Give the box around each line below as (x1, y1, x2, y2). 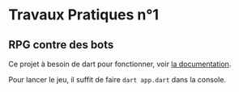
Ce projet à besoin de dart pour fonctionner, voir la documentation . (8, 59, 232, 69)
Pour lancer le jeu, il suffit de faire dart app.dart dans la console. (8, 75, 227, 84)
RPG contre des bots (8, 38, 114, 52)
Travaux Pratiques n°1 (8, 6, 160, 24)
